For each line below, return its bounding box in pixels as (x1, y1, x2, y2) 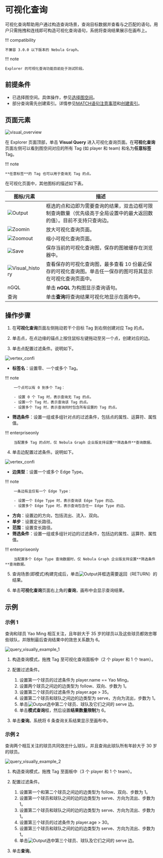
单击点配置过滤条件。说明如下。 (12, 346, 76, 351)
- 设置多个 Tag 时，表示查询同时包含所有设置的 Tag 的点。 (14, 405, 120, 410)
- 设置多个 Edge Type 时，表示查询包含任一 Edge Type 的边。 (14, 504, 128, 508)
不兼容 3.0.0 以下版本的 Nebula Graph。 (5, 47, 81, 52)
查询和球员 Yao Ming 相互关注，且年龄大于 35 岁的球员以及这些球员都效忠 (5, 631, 153, 636)
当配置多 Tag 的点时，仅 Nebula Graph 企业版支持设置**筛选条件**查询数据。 (14, 440, 154, 445)
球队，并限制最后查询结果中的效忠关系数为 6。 (9, 637, 103, 643)
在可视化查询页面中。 (46, 275, 95, 282)
